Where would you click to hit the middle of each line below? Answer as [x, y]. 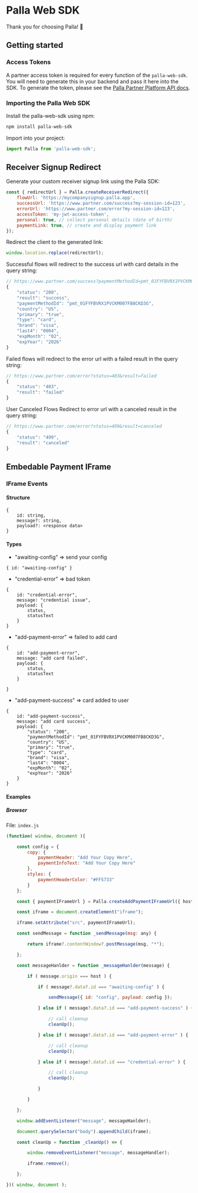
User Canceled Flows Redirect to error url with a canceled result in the [91, 410]
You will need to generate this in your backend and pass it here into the [92, 81]
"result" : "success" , [43, 298]
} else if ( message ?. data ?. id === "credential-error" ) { [111, 1062]
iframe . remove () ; [48, 1163]
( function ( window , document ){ [46, 836]
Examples [19, 797]
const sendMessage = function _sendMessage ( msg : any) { [87, 934]
